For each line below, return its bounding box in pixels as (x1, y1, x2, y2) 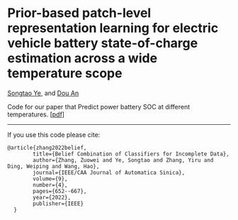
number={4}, (33, 181, 69, 189)
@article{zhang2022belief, (7, 144, 87, 151)
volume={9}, (33, 175, 69, 182)
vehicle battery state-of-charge (7, 35, 198, 51)
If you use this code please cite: (7, 130, 101, 139)
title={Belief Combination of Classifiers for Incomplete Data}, (33, 150, 230, 158)
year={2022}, (33, 194, 72, 201)
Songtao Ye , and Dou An (7, 89, 79, 97)
